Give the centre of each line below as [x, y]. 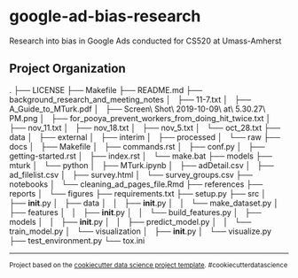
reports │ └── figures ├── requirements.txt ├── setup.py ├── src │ [138, 193]
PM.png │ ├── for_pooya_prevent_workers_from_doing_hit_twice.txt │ [140, 118]
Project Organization [67, 69]
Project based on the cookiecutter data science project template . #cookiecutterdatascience [149, 265]
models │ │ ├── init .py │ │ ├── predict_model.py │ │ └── [130, 221]
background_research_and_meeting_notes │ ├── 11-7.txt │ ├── [130, 99]
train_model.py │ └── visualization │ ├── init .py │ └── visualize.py [141, 231]
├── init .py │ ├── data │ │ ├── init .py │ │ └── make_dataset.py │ [144, 203]
